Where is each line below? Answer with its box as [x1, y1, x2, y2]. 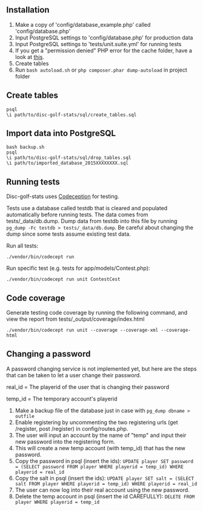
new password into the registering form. [15, 437, 115, 445]
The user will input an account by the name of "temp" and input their [15, 431, 187, 439]
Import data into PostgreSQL [6, 128, 116, 139]
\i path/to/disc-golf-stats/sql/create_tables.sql [6, 112, 137, 118]
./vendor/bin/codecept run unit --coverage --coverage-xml [6, 328, 159, 334]
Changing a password [6, 349, 91, 359]
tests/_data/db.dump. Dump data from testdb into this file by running [6, 218, 178, 225]
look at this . [15, 53, 44, 60]
